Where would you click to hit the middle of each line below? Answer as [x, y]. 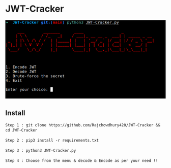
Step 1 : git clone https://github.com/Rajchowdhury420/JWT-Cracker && [83, 125]
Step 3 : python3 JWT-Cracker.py [41, 150]
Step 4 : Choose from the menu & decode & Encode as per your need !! [82, 160]
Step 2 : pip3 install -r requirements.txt [52, 140]
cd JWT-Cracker [21, 130]
